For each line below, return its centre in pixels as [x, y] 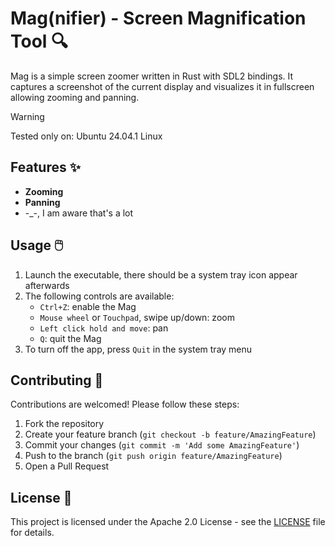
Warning [27, 116]
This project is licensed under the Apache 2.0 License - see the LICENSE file [168, 522]
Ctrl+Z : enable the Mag [88, 306]
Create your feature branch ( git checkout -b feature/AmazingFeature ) [170, 434]
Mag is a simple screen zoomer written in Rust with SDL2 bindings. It [152, 76]
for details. [32, 533]
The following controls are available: [99, 296]
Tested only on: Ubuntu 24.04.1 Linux [86, 136]
